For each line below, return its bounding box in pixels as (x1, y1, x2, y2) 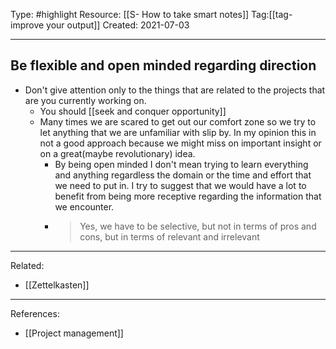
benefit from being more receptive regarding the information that (54, 190, 322, 202)
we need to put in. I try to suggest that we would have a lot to (54, 179, 307, 191)
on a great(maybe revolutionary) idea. (39, 147, 196, 159)
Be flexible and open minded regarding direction (10, 57, 317, 74)
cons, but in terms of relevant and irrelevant (79, 230, 260, 243)
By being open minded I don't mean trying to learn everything (54, 158, 309, 170)
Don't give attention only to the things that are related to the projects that (24, 84, 326, 96)
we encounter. (54, 200, 115, 213)
